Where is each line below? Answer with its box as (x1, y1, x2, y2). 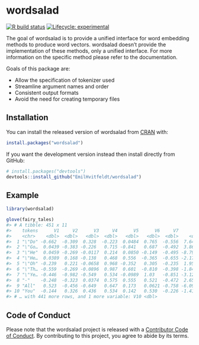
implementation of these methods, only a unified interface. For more (6, 47, 172, 54)
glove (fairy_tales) (6, 217, 54, 223)
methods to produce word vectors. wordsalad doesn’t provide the (6, 41, 166, 48)
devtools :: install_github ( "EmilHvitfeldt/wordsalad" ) (6, 174, 142, 180)
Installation (6, 113, 49, 123)
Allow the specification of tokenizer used (14, 76, 115, 84)
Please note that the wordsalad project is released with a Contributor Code (6, 326, 188, 333)
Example (6, 190, 39, 200)
